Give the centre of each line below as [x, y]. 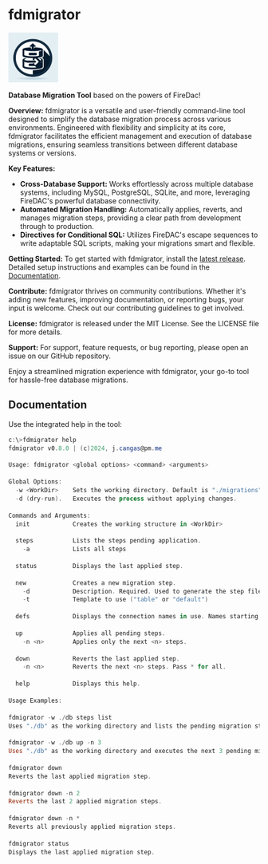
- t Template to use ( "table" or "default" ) [116, 600]
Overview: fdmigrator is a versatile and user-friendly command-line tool [127, 110]
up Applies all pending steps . [91, 633]
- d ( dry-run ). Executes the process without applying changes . [126, 499]
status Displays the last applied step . [99, 566]
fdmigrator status [39, 843]
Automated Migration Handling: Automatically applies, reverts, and [131, 209]
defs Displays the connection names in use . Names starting [137, 617]
